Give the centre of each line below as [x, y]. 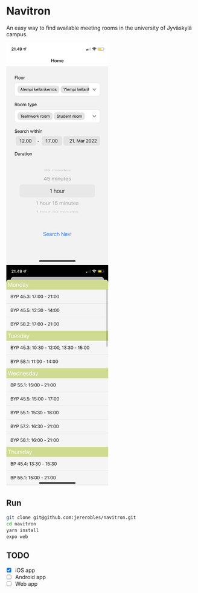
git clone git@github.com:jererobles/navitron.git [71, 518]
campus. [17, 34]
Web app [26, 583]
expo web [17, 537]
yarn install [23, 530]
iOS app [25, 570]
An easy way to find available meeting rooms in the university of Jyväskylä [99, 28]
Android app [30, 577]
